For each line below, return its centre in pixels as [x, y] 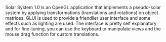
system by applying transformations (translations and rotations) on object [82, 13]
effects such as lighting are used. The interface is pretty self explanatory [81, 23]
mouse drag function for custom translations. [52, 34]
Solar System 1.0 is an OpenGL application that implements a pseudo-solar [83, 7]
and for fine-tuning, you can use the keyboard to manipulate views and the [83, 29]
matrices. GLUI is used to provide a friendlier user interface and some [78, 18]
